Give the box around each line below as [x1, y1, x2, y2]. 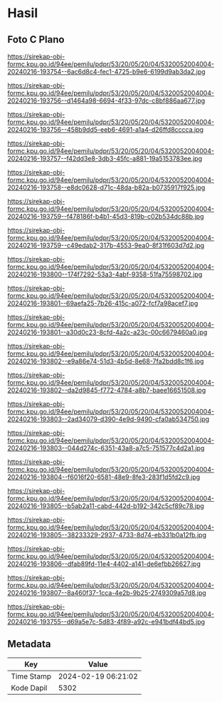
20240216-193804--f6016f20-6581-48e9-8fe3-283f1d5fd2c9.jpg [7, 473, 201, 481]
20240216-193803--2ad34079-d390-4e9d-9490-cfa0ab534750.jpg [7, 415, 210, 423]
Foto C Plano [7, 33, 65, 46]
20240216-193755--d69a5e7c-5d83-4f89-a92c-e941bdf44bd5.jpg [7, 618, 205, 626]
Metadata [7, 638, 51, 650]
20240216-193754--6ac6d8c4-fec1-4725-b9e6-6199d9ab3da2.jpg [7, 68, 206, 76]
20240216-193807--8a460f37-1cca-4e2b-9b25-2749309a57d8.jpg [7, 589, 206, 597]
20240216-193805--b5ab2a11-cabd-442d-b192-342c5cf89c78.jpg [7, 502, 204, 510]
